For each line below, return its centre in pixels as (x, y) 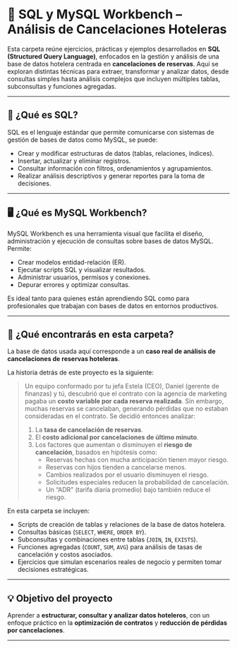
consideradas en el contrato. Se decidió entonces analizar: (110, 416)
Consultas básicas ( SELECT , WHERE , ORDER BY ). (82, 532)
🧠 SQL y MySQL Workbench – (95, 14)
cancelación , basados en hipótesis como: (96, 452)
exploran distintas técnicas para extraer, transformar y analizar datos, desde (118, 71)
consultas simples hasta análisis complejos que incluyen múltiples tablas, (114, 79)
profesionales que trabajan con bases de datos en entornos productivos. (113, 305)
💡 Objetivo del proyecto (60, 598)
